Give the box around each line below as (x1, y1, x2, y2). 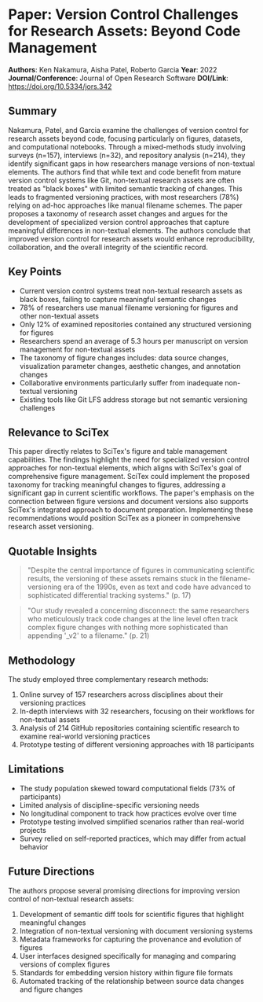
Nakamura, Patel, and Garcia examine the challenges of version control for (8, 125, 249, 134)
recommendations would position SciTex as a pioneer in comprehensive (8, 514, 241, 523)
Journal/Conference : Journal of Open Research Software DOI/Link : (8, 73, 229, 83)
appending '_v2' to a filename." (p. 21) (27, 631, 150, 640)
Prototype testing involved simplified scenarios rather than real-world (19, 816, 245, 827)
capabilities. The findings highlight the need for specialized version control (8, 455, 250, 465)
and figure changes (19, 985, 83, 994)
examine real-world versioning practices (19, 731, 151, 741)
